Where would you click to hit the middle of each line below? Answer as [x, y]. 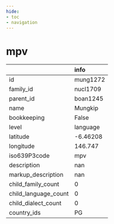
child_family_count [34, 184]
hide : [13, 11]
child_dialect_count [35, 204]
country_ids [25, 213]
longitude [22, 146]
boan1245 [89, 99]
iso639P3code [29, 156]
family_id [21, 89]
